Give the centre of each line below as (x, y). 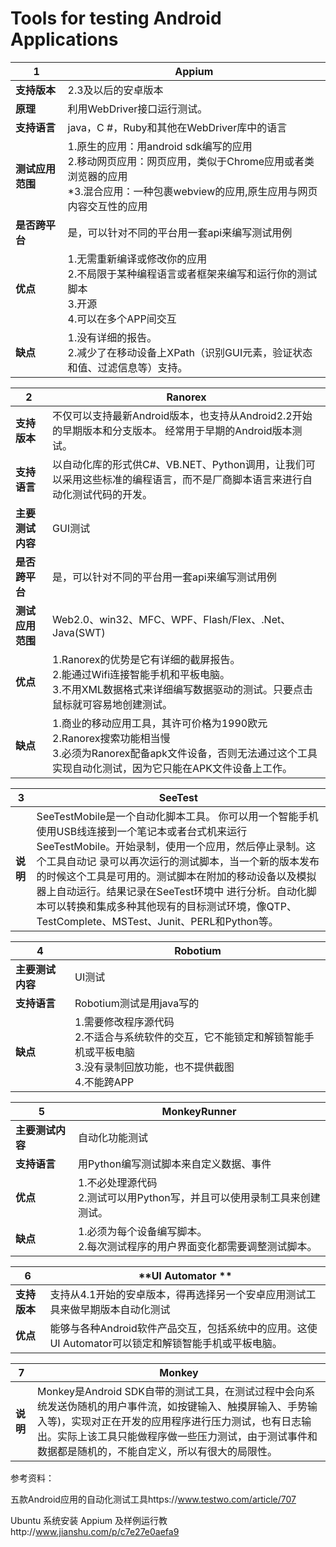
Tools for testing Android (116, 18)
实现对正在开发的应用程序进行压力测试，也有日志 (186, 1421)
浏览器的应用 (97, 176)
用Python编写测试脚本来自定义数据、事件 (174, 1164)
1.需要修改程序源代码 (124, 1022)
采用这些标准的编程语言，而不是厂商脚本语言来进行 (182, 479)
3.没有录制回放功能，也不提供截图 (154, 1067)
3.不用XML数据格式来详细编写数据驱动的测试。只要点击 (183, 689)
